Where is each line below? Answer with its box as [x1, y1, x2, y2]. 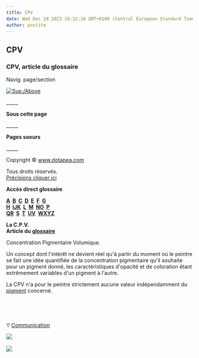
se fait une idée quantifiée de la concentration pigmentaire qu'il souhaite [6, 257, 183, 264]
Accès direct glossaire [6, 186, 63, 193]
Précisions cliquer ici [6, 174, 57, 181]
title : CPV [6, 9, 33, 15]
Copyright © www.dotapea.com [6, 156, 84, 164]
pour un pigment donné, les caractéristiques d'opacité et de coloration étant [6, 263, 192, 270]
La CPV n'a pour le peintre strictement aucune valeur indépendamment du [6, 281, 188, 288]
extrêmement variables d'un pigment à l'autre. [6, 270, 119, 277]
